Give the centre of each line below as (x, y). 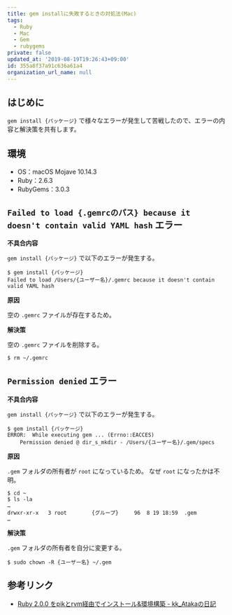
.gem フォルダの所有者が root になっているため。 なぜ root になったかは (111, 471)
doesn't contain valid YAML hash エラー (95, 225)
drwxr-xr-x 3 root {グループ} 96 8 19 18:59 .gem (102, 513)
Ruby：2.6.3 (35, 181)
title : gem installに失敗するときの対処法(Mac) (72, 14)
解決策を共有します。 (50, 130)
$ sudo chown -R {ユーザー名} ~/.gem (59, 562)
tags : (15, 20)
